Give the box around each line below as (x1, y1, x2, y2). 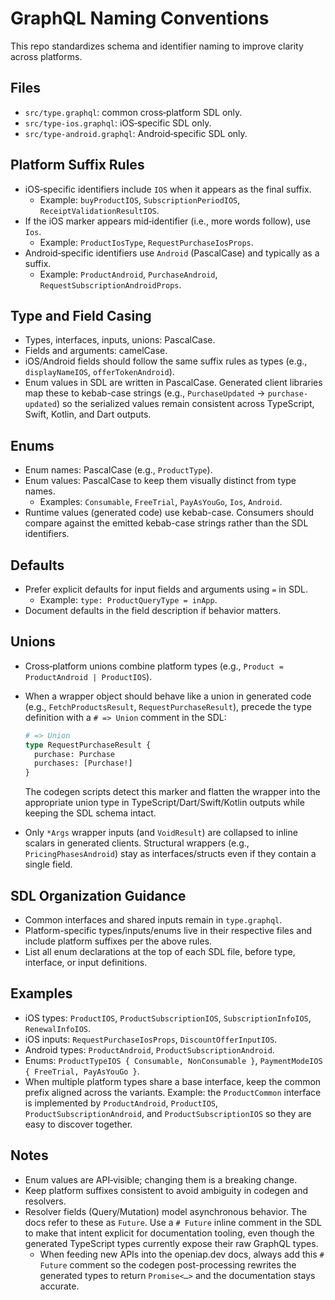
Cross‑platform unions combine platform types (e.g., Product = (24, 660, 284, 672)
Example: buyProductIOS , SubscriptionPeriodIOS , (39, 193, 241, 206)
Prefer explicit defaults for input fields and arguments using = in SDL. (24, 583, 308, 595)
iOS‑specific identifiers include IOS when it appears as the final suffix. (24, 183, 312, 195)
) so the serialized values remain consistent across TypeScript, (56, 398, 315, 410)
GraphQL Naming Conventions (10, 7, 270, 30)
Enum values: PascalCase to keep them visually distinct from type (24, 475, 297, 487)
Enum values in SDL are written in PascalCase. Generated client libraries (24, 377, 323, 389)
